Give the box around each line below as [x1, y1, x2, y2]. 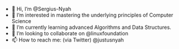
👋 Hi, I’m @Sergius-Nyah [11, 6, 72, 12]
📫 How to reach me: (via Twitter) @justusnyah [11, 36, 124, 43]
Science [11, 18, 31, 24]
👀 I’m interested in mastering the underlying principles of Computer [11, 12, 174, 18]
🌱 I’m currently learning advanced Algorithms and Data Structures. [11, 24, 171, 31]
